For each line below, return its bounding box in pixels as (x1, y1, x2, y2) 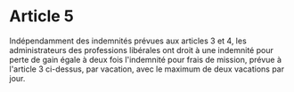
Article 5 (9, 6, 74, 27)
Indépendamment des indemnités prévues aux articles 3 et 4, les (9, 35, 247, 46)
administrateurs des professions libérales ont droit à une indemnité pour (9, 44, 274, 55)
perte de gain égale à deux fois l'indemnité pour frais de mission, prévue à (9, 54, 282, 65)
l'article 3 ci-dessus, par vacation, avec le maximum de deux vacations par (9, 64, 285, 74)
